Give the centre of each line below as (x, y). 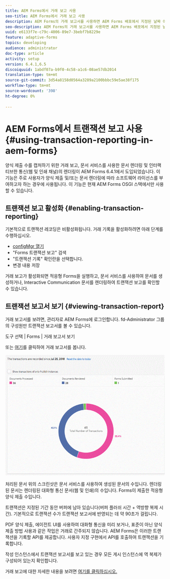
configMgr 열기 (28, 246)
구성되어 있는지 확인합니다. (32, 561)
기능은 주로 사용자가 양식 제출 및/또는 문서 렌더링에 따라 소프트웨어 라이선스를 (82, 178)
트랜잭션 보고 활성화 (34, 208)
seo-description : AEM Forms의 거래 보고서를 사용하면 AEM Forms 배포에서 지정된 (83, 27)
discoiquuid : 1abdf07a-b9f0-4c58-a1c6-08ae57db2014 (61, 69)
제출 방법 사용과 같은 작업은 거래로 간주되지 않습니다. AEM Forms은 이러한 (79, 531)
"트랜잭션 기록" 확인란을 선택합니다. (48, 259)
